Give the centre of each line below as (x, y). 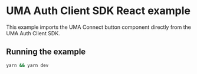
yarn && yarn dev (27, 65)
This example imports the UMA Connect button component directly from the (99, 27)
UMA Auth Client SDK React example (98, 11)
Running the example (46, 52)
